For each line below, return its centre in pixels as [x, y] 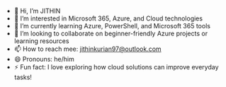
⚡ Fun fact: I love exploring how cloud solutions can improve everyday [116, 67]
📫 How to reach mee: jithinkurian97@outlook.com [87, 49]
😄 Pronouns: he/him [44, 59]
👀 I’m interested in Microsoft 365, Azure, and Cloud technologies [108, 18]
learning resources [41, 41]
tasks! [23, 77]
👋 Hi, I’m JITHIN [37, 11]
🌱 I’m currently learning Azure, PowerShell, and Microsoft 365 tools [112, 26]
